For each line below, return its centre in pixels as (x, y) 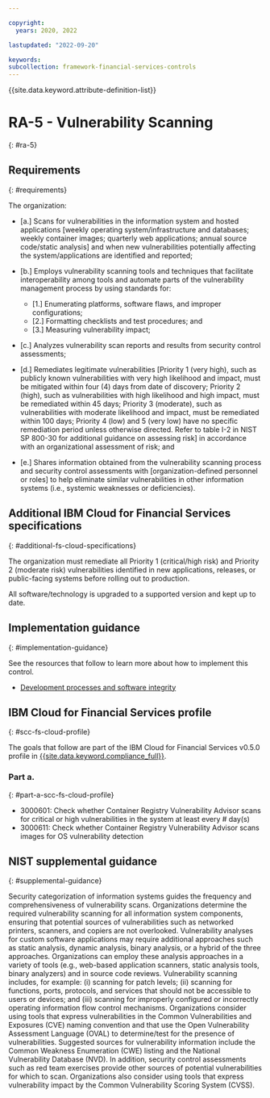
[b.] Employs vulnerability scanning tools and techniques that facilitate (137, 270)
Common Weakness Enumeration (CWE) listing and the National (114, 1051)
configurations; (57, 312)
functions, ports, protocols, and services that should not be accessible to (130, 991)
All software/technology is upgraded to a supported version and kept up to (132, 593)
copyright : (27, 23)
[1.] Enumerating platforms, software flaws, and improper (127, 304)
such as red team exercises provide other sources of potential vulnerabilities (135, 1068)
